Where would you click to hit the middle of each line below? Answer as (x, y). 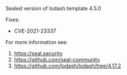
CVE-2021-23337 (35, 31)
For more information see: (37, 42)
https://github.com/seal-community (57, 60)
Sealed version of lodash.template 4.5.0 (54, 8)
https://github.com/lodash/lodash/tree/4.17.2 (67, 66)
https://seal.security (38, 53)
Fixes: (13, 19)
